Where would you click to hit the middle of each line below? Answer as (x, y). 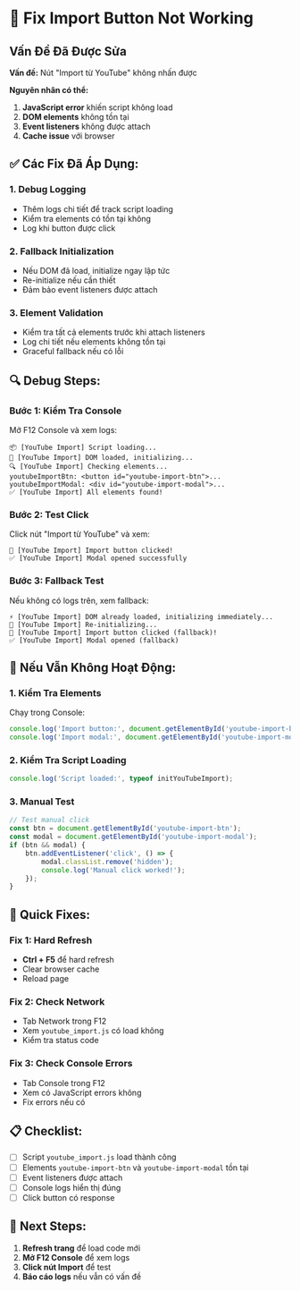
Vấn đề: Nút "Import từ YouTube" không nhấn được (104, 72)
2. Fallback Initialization (62, 251)
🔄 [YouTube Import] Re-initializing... (83, 624)
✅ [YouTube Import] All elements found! (86, 492)
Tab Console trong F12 (63, 1083)
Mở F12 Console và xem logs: (63, 429)
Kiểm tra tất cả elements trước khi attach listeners (113, 332)
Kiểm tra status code (61, 1040)
